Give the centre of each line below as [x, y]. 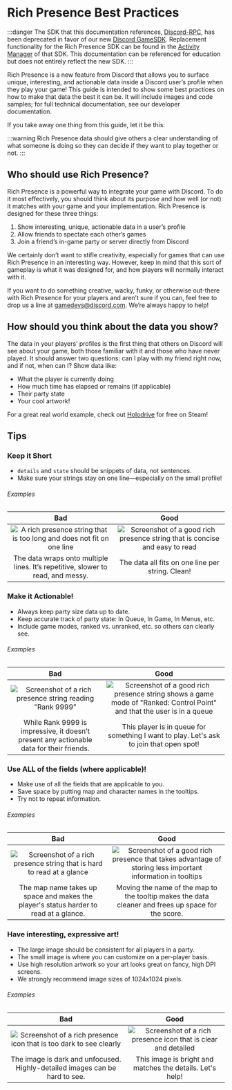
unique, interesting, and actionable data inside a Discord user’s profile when [115, 82]
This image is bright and [175, 1059]
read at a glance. [58, 914]
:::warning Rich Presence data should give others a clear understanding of [113, 138]
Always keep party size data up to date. [73, 611]
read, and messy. [61, 575]
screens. [30, 971]
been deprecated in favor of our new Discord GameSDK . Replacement [107, 39]
